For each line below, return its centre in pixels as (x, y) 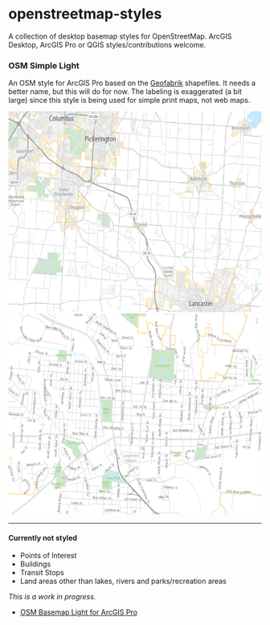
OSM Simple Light (44, 65)
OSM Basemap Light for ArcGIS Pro (79, 612)
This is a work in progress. (52, 597)
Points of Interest (48, 556)
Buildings (35, 564)
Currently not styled (43, 537)
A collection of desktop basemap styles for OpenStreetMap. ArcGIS (120, 36)
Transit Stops (42, 573)
